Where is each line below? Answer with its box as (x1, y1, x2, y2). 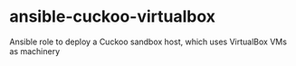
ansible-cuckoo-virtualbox (9, 6, 215, 27)
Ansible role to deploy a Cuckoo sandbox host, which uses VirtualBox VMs (9, 36, 288, 47)
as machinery (9, 45, 61, 56)
